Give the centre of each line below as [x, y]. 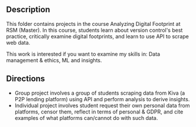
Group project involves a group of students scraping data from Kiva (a [100, 93]
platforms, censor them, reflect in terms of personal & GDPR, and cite [99, 112]
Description [28, 10]
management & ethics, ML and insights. [54, 60]
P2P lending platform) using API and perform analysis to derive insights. [102, 99]
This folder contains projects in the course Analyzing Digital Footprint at [94, 24]
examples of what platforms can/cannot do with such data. [86, 118]
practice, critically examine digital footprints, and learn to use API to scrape [97, 36]
